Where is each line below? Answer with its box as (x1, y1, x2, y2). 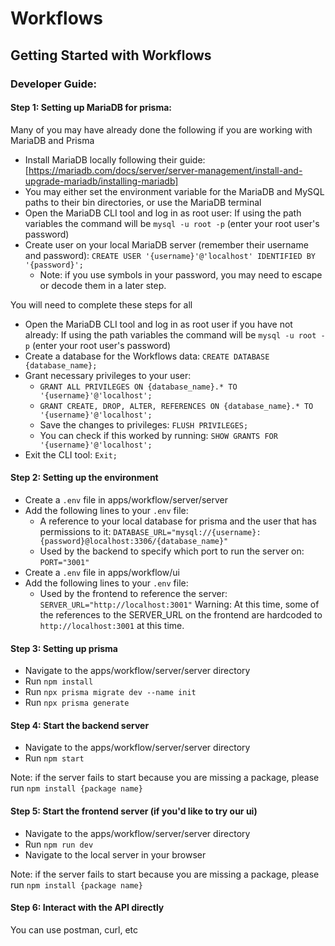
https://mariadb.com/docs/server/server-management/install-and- (28, 164, 303, 176)
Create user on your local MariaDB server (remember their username (24, 238, 309, 251)
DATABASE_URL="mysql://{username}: (113, 527, 262, 537)
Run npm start (24, 752, 85, 764)
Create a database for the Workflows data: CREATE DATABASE (24, 350, 270, 362)
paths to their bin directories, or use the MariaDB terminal (24, 196, 262, 208)
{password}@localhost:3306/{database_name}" (39, 536, 229, 546)
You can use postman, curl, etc (10, 923, 139, 936)
